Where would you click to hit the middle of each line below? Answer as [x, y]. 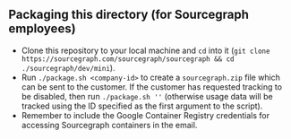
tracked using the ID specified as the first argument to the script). [142, 106]
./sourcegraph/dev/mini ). [68, 67]
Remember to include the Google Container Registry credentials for [145, 115]
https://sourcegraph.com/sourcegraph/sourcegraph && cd [128, 59]
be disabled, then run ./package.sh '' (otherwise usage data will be [147, 96]
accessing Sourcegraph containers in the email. [109, 125]
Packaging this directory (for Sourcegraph [129, 15]
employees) [43, 29]
